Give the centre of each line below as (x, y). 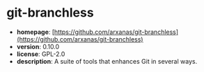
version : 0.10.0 (38, 46)
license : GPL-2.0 (41, 54)
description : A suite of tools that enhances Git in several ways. (107, 61)
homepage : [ (36, 32)
